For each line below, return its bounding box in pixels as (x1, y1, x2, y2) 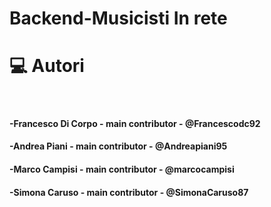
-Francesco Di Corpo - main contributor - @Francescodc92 (9, 117, 261, 129)
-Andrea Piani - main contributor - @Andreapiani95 (9, 140, 228, 152)
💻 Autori (9, 55, 85, 77)
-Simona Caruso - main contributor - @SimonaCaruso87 (9, 186, 249, 198)
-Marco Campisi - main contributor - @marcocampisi (9, 163, 235, 175)
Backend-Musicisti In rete (9, 7, 228, 30)
